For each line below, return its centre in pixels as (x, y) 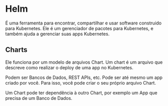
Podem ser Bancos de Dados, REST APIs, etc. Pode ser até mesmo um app (84, 77)
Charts (17, 50)
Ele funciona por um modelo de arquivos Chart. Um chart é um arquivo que (84, 62)
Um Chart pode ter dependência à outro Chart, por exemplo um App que (81, 93)
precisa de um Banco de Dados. (39, 98)
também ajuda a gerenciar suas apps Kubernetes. (58, 34)
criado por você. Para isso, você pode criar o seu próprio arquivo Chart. (81, 83)
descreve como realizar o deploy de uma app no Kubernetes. (69, 67)
